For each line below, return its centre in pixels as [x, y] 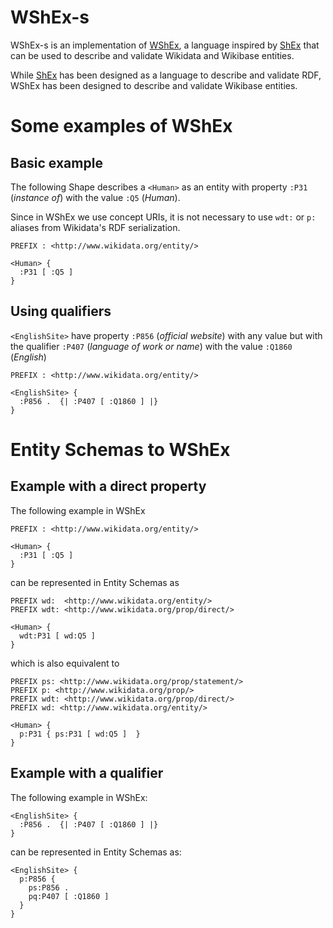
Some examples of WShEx [121, 126]
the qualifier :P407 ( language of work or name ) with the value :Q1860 [151, 346]
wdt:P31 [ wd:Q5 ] [58, 636]
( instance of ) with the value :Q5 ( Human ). [95, 197]
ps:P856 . [49, 887]
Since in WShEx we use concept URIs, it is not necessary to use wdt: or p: [163, 217]
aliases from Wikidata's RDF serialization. [95, 227]
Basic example [56, 162]
